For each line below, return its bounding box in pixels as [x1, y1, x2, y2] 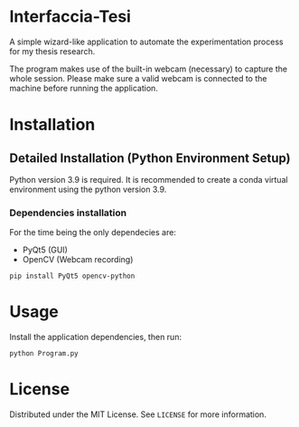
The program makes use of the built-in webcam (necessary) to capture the [9, 63, 287, 74]
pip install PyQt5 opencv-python [9, 271, 135, 281]
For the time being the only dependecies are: [9, 227, 176, 238]
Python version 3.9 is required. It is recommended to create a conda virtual [9, 174, 288, 185]
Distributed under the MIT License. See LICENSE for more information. [9, 409, 266, 420]
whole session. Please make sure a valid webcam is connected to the [9, 72, 267, 83]
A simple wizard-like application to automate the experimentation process [9, 36, 284, 47]
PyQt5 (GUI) [22, 244, 68, 255]
